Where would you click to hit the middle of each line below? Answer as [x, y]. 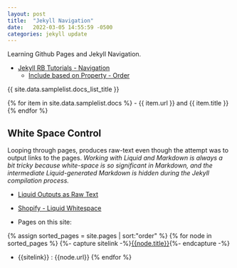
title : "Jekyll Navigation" [51, 21]
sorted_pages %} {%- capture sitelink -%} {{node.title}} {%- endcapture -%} [118, 244]
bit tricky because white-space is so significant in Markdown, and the [110, 165]
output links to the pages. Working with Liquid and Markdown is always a [115, 158]
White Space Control [54, 133]
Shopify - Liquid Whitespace [59, 208]
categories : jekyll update [47, 34]
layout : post [27, 14]
